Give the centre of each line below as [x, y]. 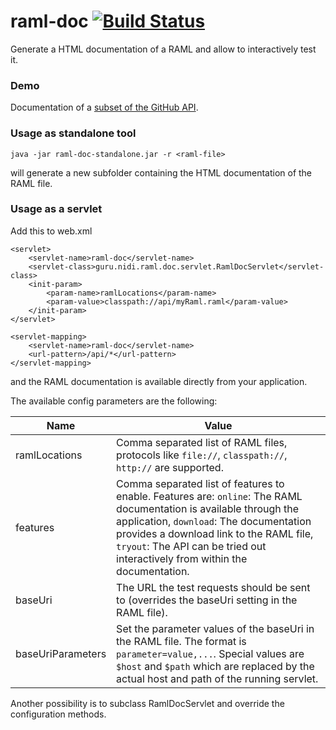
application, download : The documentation [214, 521]
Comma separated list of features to [200, 483]
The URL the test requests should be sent [213, 587]
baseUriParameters [61, 653]
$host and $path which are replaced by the [215, 666]
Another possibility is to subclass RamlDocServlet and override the [147, 703]
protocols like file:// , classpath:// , [202, 455]
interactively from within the [182, 558]
